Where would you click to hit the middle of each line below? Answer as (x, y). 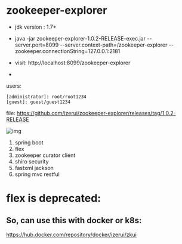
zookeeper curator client (45, 155)
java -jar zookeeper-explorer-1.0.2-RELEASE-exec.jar (80, 38)
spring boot (29, 142)
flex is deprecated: (54, 198)
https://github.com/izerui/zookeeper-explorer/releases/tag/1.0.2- (96, 113)
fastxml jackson (34, 168)
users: (14, 86)
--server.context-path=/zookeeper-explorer (114, 45)
